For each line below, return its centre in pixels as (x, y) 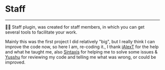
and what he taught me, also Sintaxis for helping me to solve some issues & (82, 52)
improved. (15, 62)
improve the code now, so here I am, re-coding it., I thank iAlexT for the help (82, 47)
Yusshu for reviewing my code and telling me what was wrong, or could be (81, 57)
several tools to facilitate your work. (41, 32)
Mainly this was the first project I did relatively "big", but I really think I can (80, 41)
